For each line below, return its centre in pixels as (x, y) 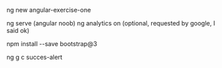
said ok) (18, 31)
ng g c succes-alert (35, 57)
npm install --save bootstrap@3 (52, 44)
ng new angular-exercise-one (49, 10)
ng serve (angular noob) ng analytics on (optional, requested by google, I (111, 23)
